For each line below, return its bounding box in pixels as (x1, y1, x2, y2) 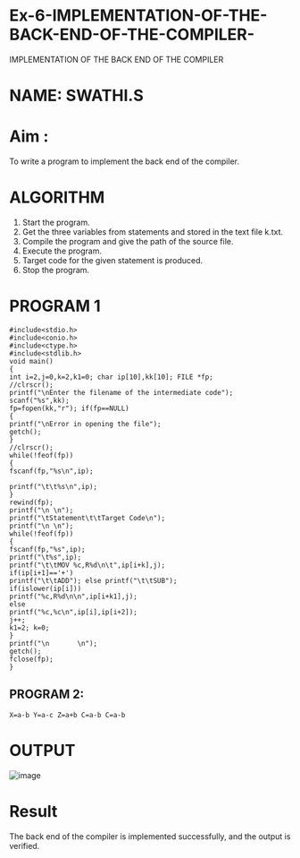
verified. (9, 840, 40, 851)
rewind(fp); (9, 498, 54, 507)
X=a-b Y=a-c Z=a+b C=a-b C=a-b (9, 710, 126, 719)
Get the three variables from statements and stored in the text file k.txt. (21, 227, 284, 237)
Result (9, 801, 58, 821)
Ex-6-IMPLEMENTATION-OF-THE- (9, 5, 268, 26)
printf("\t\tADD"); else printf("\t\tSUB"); (9, 576, 178, 585)
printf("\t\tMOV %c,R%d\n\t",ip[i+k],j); (9, 561, 166, 570)
